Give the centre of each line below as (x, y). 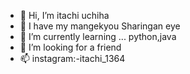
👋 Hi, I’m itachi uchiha (64, 15)
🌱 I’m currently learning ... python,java (98, 36)
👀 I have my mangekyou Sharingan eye (100, 26)
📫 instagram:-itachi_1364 (72, 58)
